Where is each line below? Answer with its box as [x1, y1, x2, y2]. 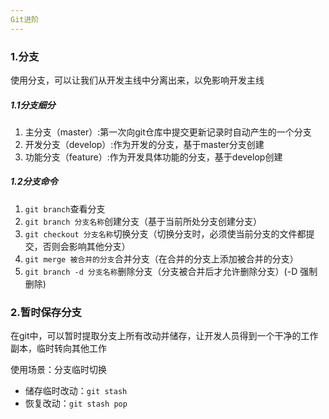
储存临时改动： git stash [24, 385, 128, 397]
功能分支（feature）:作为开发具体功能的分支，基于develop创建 [24, 151, 283, 163]
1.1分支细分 [10, 99, 56, 111]
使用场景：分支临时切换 [10, 364, 107, 376]
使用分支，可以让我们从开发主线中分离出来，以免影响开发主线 [10, 74, 265, 86]
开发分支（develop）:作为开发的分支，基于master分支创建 [24, 138, 265, 150]
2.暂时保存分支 [10, 305, 82, 319]
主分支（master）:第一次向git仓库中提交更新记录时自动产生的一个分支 [24, 126, 312, 138]
